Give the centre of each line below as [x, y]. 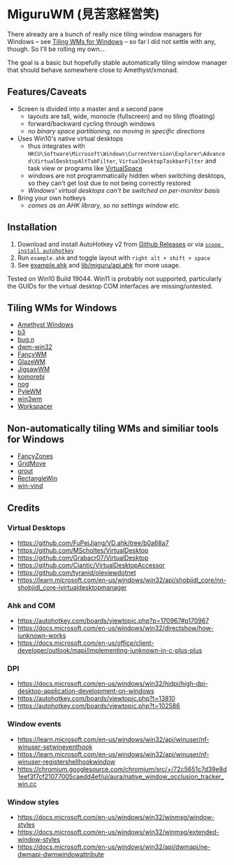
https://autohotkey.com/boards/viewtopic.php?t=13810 [96, 699]
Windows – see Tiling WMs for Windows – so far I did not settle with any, [112, 41]
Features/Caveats [47, 92]
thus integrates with [56, 146]
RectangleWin [37, 479]
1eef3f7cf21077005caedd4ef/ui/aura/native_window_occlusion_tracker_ [120, 776]
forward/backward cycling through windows [92, 124]
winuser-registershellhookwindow [66, 762]
